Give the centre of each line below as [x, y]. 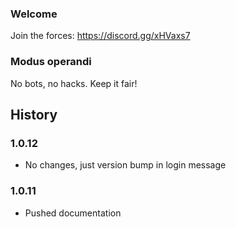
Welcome [34, 14]
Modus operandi [51, 62]
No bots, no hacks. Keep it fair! [74, 83]
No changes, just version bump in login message [125, 165]
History [34, 114]
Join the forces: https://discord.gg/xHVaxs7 [100, 36]
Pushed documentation [73, 213]
